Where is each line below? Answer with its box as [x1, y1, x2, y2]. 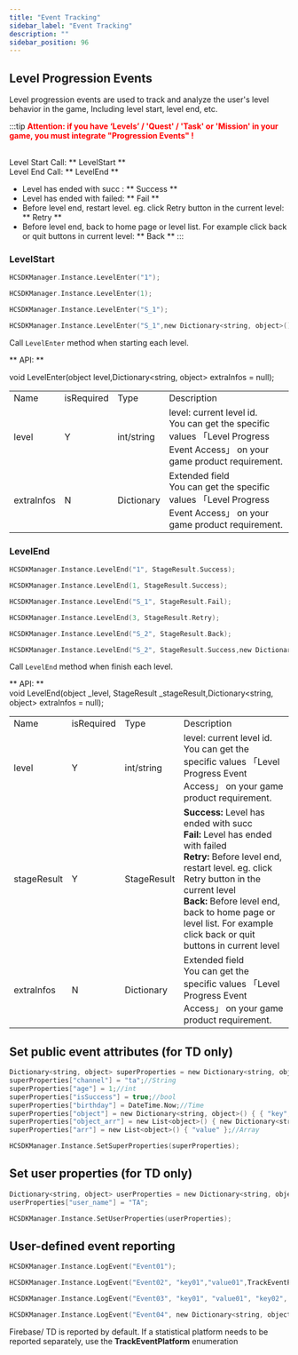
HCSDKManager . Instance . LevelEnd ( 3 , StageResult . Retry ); [9, 613, 220, 622]
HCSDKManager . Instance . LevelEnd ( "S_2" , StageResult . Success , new [9, 645, 252, 654]
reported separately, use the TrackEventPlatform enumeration [9, 1335, 239, 1346]
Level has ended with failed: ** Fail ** [21, 193, 160, 204]
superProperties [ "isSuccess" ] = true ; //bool [9, 1092, 176, 1102]
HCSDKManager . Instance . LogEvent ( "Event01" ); [9, 1263, 176, 1271]
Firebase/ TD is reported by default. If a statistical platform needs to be [9, 1326, 269, 1337]
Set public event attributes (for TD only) [9, 1044, 233, 1059]
